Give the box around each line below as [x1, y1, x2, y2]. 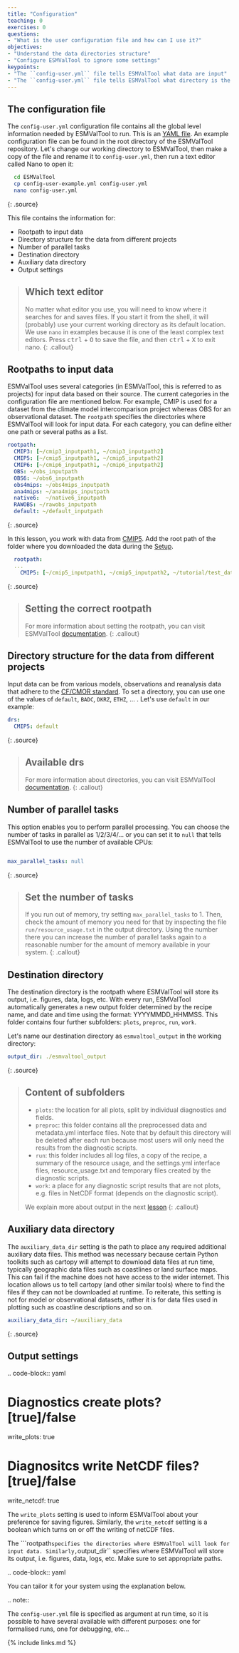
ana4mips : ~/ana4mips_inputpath [14, 488, 110, 495]
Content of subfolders [24, 1086, 125, 1098]
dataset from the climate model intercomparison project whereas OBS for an [7, 405, 231, 413]
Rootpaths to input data [7, 364, 114, 376]
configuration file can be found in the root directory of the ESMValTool [7, 137, 213, 146]
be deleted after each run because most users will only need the [35, 1136, 225, 1144]
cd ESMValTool [14, 174, 55, 181]
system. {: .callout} [24, 948, 80, 957]
